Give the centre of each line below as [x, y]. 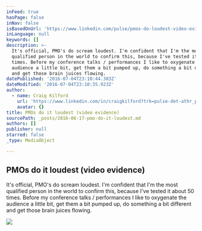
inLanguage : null [28, 34]
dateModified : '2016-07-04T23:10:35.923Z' [60, 85]
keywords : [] [23, 40]
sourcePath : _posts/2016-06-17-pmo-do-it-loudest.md [74, 118]
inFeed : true [23, 12]
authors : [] [21, 124]
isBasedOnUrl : [24, 29]
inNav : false [23, 23]
